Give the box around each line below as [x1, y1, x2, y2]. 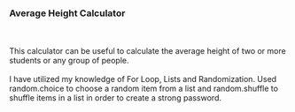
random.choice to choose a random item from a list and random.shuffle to [9, 83, 279, 94]
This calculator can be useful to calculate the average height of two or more [9, 46, 286, 56]
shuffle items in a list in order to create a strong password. [9, 93, 222, 103]
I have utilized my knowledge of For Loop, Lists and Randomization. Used [9, 74, 277, 85]
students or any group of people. [9, 56, 129, 66]
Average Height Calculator [9, 7, 126, 19]
